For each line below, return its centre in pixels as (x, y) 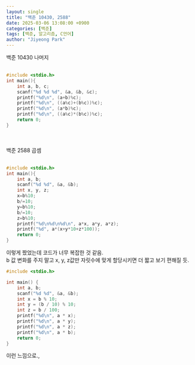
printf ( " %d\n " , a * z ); (47, 327)
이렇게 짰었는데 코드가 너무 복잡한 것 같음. (55, 253)
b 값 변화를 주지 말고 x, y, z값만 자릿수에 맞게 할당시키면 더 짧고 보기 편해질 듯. (98, 260)
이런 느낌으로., (23, 356)
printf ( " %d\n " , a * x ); (47, 316)
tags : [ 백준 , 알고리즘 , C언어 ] (40, 34)
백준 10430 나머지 (28, 57)
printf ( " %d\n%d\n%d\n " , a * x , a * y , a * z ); (68, 224)
